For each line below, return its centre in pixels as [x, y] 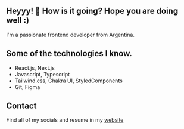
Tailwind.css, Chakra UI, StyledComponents [69, 81]
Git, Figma [27, 87]
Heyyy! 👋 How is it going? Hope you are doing [92, 11]
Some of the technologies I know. [69, 53]
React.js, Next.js [35, 68]
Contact [21, 106]
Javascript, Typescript [42, 74]
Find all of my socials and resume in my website [65, 120]
